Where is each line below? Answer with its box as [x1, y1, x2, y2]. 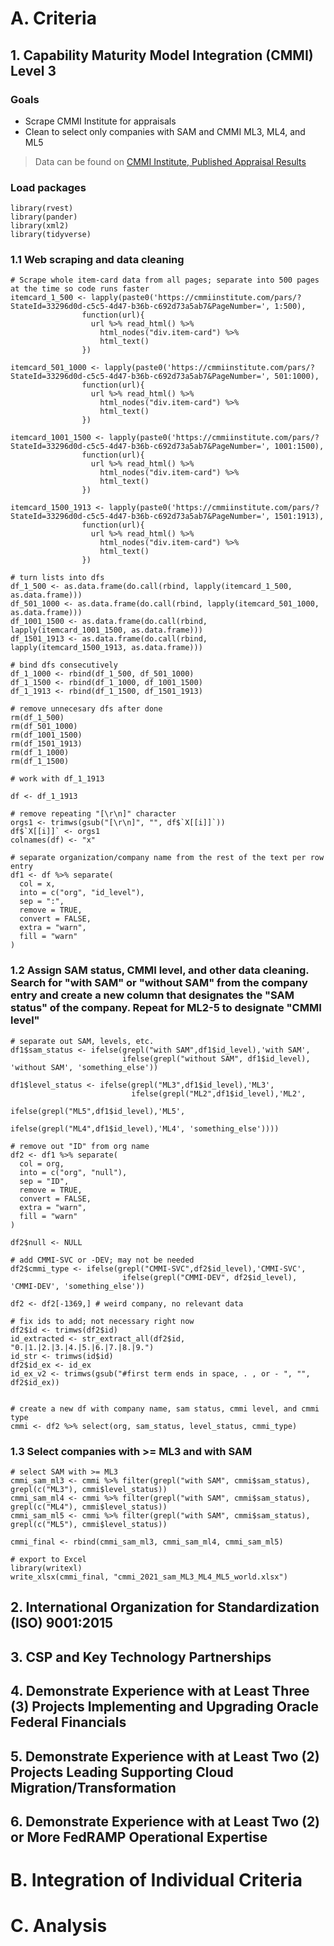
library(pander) [10, 212, 78, 222]
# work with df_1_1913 [10, 774, 105, 784]
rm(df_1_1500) [10, 757, 70, 767]
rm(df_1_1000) [10, 748, 70, 758]
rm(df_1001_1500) [10, 730, 83, 741]
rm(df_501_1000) [10, 722, 78, 732]
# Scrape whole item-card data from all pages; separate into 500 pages [10, 275, 320, 286]
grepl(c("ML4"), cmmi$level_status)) [10, 1502, 168, 1512]
